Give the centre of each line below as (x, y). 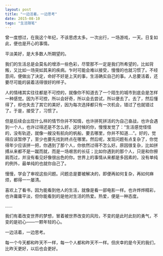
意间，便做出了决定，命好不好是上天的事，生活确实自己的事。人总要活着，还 (81, 76)
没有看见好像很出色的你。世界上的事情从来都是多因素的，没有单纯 (92, 158)
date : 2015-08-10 (23, 18)
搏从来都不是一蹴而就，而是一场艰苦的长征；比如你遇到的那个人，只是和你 (79, 151)
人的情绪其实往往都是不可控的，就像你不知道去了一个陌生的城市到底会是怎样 (81, 93)
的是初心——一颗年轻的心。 (37, 222)
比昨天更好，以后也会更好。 (33, 249)
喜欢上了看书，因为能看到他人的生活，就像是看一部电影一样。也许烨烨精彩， (81, 190)
